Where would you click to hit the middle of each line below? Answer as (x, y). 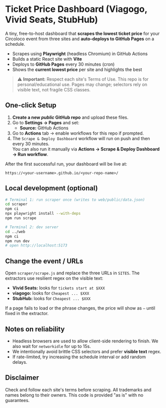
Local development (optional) (52, 188)
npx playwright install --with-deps (43, 214)
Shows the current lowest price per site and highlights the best (77, 69)
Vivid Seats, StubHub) (52, 20)
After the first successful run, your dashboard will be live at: (66, 164)
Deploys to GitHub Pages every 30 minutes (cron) (63, 64)
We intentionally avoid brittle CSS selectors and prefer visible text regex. (87, 351)
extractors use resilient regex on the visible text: (54, 278)
